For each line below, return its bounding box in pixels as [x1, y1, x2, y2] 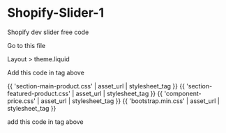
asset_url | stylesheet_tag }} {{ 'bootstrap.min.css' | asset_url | [40, 96, 220, 105]
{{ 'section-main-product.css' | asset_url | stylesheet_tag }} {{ [7, 81, 185, 90]
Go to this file [7, 41, 46, 49]
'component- [163, 89, 202, 97]
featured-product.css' [7, 89, 71, 97]
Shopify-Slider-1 [7, 5, 105, 21]
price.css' [7, 96, 36, 105]
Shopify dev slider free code [7, 28, 89, 36]
